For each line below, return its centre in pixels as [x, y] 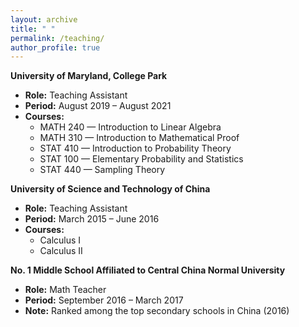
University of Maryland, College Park [89, 76]
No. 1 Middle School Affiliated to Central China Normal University [148, 270]
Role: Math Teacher [65, 290]
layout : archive [44, 19]
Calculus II [61, 251]
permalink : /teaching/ [57, 38]
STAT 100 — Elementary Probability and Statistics [141, 159]
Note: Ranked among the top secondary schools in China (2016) [157, 311]
